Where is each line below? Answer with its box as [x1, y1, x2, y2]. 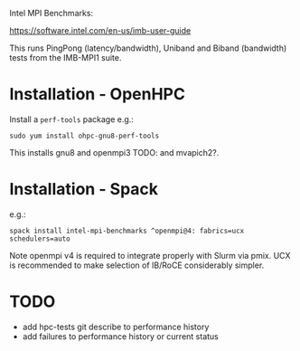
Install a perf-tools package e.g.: [9, 113, 134, 125]
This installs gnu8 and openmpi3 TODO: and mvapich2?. [9, 147, 220, 157]
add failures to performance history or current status [22, 330, 219, 342]
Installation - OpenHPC [9, 84, 185, 105]
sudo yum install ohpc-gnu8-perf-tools [9, 131, 160, 140]
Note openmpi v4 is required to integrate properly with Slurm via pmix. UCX [9, 250, 291, 261]
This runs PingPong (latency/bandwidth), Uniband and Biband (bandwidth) [9, 43, 287, 53]
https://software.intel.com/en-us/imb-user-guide [9, 25, 192, 35]
